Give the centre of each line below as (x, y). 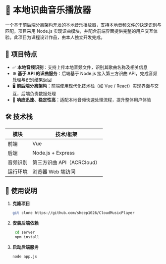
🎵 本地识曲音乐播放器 (48, 10)
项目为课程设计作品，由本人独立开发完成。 (61, 37)
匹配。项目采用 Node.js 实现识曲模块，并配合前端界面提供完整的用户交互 (79, 31)
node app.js (25, 257)
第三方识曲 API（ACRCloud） (66, 162)
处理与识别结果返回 (32, 79)
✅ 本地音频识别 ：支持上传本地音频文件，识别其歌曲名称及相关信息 (80, 67)
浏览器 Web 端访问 (54, 171)
